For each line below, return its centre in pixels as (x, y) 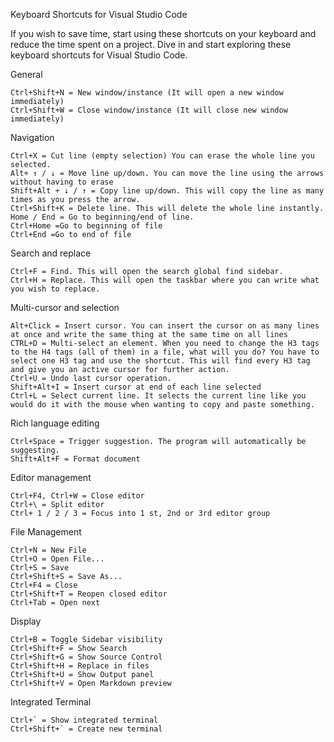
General (26, 74)
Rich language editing (55, 423)
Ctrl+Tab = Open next (55, 603)
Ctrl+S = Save (40, 568)
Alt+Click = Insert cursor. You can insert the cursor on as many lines (165, 326)
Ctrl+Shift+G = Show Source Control (86, 657)
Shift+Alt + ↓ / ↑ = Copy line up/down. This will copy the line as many (167, 191)
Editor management (51, 477)
